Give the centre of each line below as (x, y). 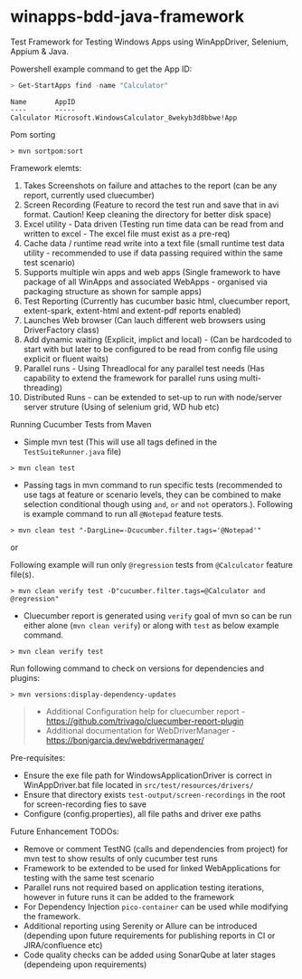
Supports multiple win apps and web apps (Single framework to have (152, 272)
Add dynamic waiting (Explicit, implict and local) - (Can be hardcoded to (157, 339)
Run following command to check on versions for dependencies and (137, 668)
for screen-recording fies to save (85, 804)
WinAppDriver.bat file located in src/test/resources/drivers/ (138, 784)
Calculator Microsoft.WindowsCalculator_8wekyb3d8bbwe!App (124, 118)
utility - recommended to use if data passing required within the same (153, 253)
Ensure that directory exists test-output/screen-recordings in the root (154, 794)
